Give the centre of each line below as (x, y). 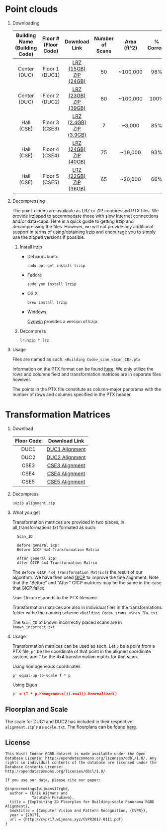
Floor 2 (51, 95)
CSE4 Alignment (66, 473)
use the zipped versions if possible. (49, 237)
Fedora (35, 275)
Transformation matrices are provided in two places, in (68, 522)
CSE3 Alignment (66, 465)
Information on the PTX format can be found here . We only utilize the (83, 369)
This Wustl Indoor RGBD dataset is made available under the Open (75, 754)
